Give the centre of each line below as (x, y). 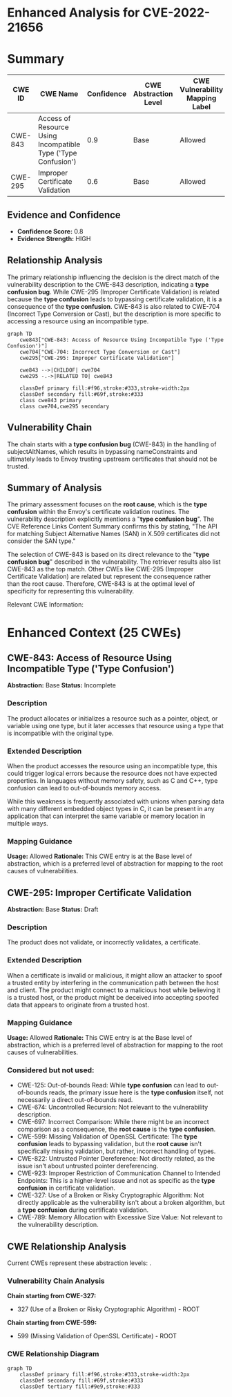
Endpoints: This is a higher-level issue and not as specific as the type (116, 1181)
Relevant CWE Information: (46, 605)
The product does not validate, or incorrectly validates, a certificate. (104, 942)
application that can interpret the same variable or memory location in (106, 816)
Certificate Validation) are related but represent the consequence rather (109, 577)
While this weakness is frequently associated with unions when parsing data (116, 801)
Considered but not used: (51, 1070)
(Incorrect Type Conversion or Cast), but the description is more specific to (114, 314)
